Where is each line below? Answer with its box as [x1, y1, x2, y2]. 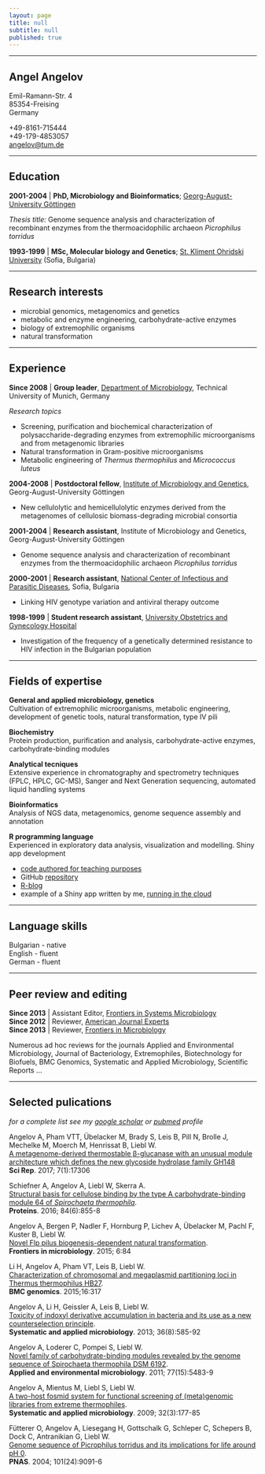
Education [9, 170, 61, 184]
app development [9, 849, 66, 858]
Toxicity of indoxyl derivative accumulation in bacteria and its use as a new [9, 1310, 252, 1319]
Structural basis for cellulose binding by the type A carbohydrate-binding [9, 1189, 246, 1199]
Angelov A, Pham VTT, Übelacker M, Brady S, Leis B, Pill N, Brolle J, [9, 1132, 229, 1141]
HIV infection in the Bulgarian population [20, 644, 152, 654]
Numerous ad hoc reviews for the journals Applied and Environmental [9, 1040, 234, 1050]
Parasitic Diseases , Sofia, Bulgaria [9, 581, 120, 591]
